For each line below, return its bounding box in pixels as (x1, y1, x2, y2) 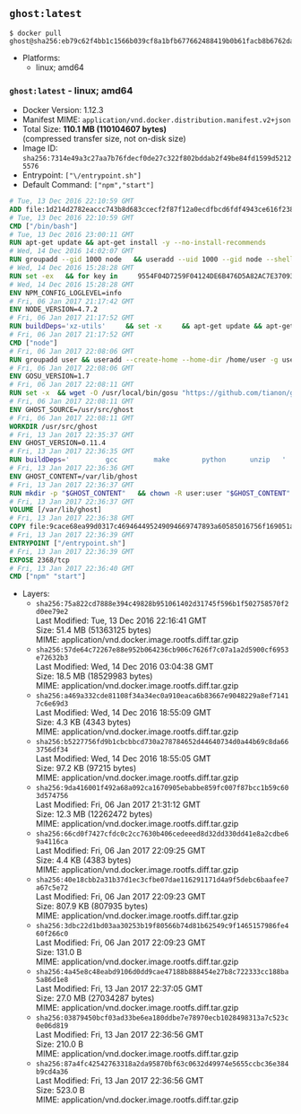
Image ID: (21, 143, 58, 154)
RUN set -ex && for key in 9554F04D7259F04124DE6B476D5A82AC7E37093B (9, 271, 298, 281)
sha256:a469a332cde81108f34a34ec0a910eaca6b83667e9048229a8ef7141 (35, 691, 289, 701)
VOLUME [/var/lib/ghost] (9, 505, 102, 514)
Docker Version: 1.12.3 (21, 105, 104, 116)
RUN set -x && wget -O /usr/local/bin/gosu (9, 389, 178, 398)
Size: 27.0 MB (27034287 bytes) (35, 993, 155, 1004)
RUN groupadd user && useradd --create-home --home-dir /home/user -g (9, 355, 279, 364)
